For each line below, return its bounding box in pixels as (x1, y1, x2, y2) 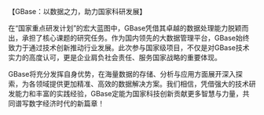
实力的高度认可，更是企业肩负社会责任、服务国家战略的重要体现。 (8, 53, 222, 62)
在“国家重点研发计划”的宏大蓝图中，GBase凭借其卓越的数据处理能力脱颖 (8, 23, 242, 33)
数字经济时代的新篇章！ (28, 99, 104, 108)
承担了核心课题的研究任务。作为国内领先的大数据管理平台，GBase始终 (21, 34, 250, 42)
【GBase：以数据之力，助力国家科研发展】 (8, 7, 147, 16)
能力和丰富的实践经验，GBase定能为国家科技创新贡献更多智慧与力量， (14, 89, 244, 98)
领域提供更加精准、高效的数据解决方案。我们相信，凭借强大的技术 (35, 79, 249, 88)
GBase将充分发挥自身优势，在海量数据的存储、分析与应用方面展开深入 (8, 70, 236, 78)
